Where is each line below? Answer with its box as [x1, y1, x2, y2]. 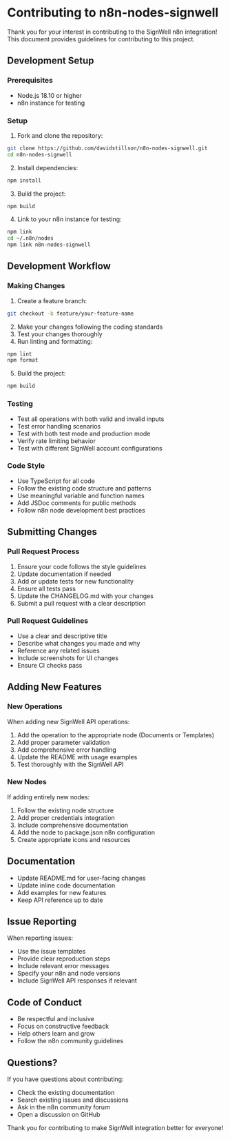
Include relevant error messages [17, 962, 109, 970]
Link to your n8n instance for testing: [17, 215, 122, 223]
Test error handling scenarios [17, 422, 101, 430]
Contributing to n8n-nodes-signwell [7, 5, 219, 21]
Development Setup [7, 55, 94, 67]
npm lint [7, 350, 32, 358]
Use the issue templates [17, 947, 86, 956]
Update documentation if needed [17, 570, 112, 578]
